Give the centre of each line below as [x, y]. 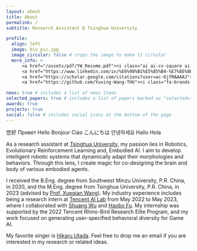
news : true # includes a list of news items [61, 93]
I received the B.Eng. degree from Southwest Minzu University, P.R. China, [96, 180]
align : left [26, 44]
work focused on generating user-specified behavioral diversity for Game [95, 217]
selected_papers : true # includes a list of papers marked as [84, 98]
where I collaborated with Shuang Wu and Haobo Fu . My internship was [93, 205]
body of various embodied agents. [48, 169]
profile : [17, 39]
